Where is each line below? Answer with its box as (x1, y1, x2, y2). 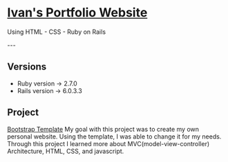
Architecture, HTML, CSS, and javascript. (7, 147, 124, 155)
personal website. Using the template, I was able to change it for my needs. (7, 132, 222, 141)
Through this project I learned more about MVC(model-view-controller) (7, 139, 210, 148)
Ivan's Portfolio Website (7, 5, 148, 21)
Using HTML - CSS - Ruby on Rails (7, 28, 106, 36)
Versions (7, 61, 47, 73)
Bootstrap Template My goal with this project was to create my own (7, 125, 199, 133)
